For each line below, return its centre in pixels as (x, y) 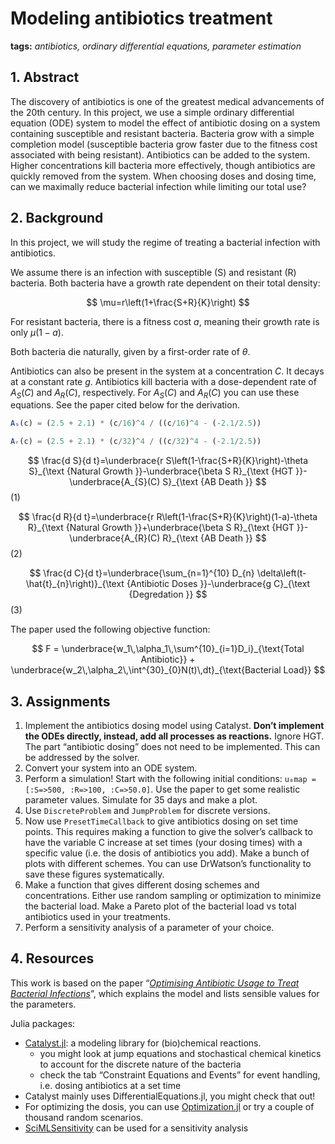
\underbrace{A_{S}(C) (115, 482)
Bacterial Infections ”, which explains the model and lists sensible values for (165, 993)
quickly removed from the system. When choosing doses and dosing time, (163, 176)
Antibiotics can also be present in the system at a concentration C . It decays (167, 371)
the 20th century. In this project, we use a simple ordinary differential (152, 112)
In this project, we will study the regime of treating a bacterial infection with (165, 242)
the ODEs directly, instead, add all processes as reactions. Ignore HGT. (174, 736)
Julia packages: (43, 1023)
